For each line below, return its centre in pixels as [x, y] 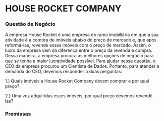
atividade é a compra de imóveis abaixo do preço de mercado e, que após [81, 40]
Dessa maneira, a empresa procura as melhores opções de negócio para [79, 56]
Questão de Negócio [30, 24]
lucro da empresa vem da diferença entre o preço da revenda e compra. [79, 50]
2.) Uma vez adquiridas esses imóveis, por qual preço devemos [70, 96]
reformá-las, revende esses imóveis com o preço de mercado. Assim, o [78, 45]
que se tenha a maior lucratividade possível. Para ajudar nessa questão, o [81, 61]
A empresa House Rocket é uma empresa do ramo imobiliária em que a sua [82, 35]
